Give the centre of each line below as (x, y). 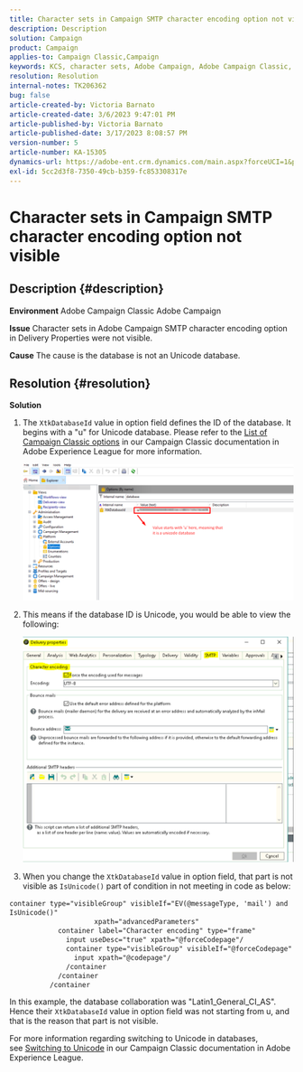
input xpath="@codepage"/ (122, 957)
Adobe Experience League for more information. (112, 452)
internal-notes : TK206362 (58, 86)
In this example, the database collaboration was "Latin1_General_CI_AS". (143, 1002)
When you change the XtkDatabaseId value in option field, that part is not (157, 876)
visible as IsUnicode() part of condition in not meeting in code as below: (156, 886)
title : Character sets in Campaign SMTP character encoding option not (147, 19)
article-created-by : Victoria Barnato (82, 105)
